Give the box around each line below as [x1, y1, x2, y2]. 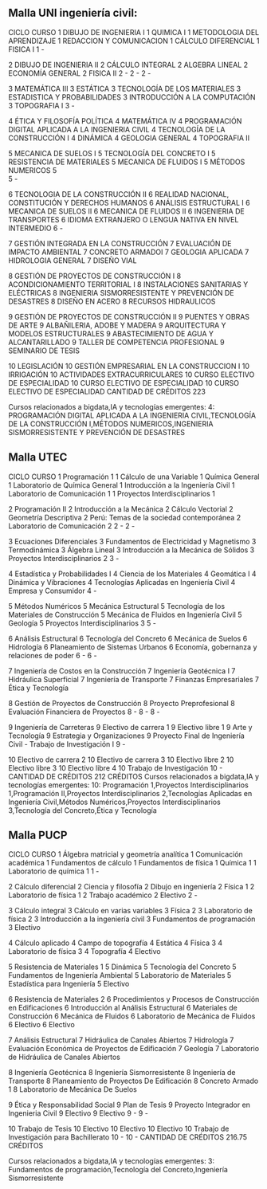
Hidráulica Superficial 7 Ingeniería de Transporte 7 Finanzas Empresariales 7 [8, 674, 259, 684]
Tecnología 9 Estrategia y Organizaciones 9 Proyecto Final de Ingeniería [8, 731, 245, 740]
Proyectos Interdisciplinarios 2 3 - [8, 553, 120, 563]
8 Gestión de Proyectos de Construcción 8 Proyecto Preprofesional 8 [8, 698, 235, 708]
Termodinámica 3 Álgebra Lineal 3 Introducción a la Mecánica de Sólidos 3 [8, 545, 255, 555]
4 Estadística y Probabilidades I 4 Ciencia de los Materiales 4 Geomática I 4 [8, 569, 257, 579]
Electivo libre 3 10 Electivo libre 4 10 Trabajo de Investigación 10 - [8, 763, 223, 772]
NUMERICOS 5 [8, 165, 57, 175]
